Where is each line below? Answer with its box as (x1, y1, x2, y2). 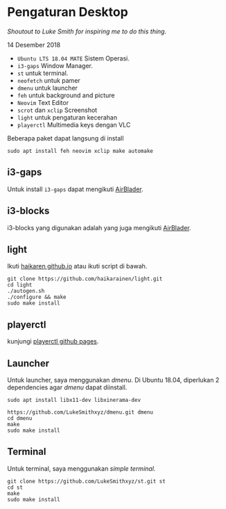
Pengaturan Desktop (7, 4, 128, 20)
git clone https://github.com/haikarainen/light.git (7, 275, 163, 282)
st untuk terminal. (17, 69, 69, 77)
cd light (7, 282, 33, 289)
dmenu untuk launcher (17, 83, 78, 92)
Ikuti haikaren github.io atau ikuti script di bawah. (7, 262, 148, 270)
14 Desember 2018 (7, 40, 61, 49)
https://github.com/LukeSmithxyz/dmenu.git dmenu (7, 409, 154, 416)
